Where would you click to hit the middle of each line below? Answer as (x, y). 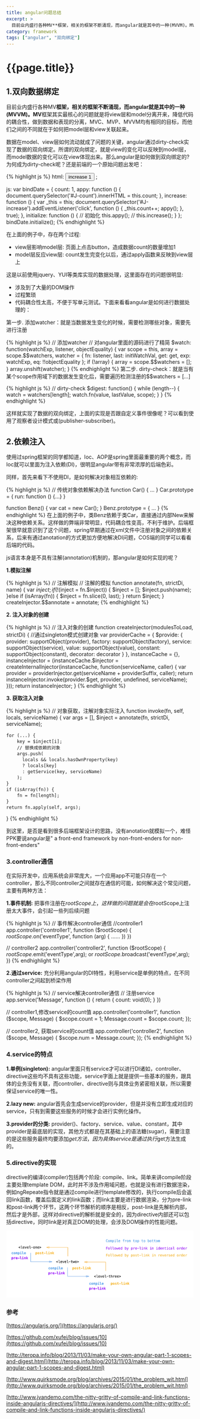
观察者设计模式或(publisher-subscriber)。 (68, 421)
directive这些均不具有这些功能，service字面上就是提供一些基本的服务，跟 (96, 1076)
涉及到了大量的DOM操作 (45, 287)
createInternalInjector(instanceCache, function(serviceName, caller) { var (96, 667)
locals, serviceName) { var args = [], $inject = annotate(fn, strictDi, (88, 717)
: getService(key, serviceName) (62, 772)
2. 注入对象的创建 (28, 614)
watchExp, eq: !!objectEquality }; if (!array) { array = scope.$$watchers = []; (99, 362)
